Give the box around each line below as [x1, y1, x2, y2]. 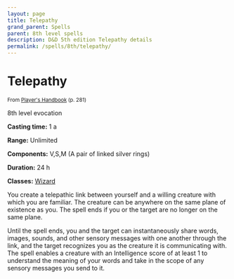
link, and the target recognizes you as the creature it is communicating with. [7, 241, 227, 249]
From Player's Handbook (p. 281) [7, 96, 86, 103]
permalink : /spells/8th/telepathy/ [7, 43, 112, 50]
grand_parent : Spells [7, 23, 71, 30]
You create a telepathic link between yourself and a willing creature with [7, 190, 216, 199]
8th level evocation [7, 108, 63, 117]
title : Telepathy [7, 17, 58, 24]
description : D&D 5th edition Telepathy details [7, 37, 152, 44]
